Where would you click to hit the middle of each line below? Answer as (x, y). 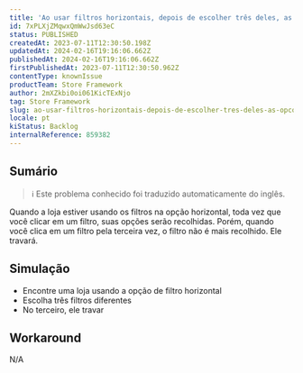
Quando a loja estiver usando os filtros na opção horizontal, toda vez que (145, 212)
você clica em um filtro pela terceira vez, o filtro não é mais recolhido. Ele (146, 231)
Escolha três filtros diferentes (77, 300)
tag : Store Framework (50, 101)
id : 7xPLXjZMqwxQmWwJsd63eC (62, 26)
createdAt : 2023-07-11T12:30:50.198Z (80, 43)
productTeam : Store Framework (66, 85)
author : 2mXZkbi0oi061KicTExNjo (70, 93)
